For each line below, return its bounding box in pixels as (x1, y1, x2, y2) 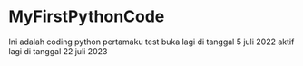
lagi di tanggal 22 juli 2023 (8, 45, 108, 56)
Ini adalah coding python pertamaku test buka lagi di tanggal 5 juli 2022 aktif (8, 36, 295, 47)
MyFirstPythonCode (8, 6, 165, 27)
